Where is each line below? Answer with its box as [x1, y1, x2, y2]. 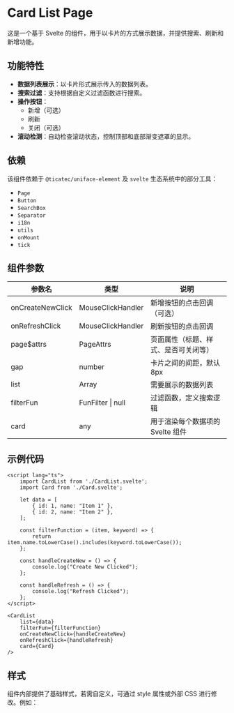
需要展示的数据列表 [150, 380, 214, 390]
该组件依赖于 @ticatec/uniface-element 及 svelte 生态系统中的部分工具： [7, 174, 218, 183]
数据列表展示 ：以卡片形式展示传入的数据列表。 [17, 80, 152, 88]
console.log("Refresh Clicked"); [32, 588, 130, 595]
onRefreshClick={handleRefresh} [19, 637, 114, 644]
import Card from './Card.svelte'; [19, 484, 123, 491]
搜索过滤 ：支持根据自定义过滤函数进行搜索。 [17, 89, 146, 97]
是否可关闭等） [164, 345, 214, 355]
